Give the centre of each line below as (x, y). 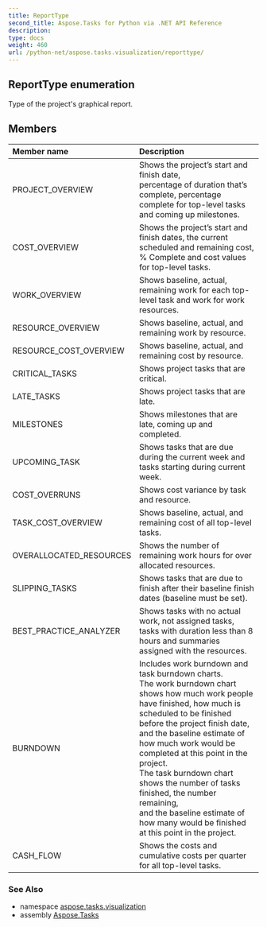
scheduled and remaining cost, (196, 247)
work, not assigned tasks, (186, 621)
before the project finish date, (194, 723)
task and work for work (201, 300)
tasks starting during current (192, 467)
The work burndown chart (188, 683)
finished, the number (178, 793)
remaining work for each (184, 289)
